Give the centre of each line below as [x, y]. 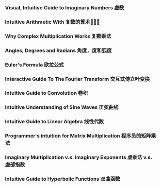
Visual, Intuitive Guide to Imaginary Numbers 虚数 [65, 7]
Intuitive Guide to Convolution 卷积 [47, 93]
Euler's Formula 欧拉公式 [34, 65]
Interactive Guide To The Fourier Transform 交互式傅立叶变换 [78, 79]
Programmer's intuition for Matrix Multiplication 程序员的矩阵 [78, 136]
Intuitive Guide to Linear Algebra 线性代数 [55, 121]
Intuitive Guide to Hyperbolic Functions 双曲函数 [63, 179]
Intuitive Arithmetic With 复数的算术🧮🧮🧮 [53, 22]
